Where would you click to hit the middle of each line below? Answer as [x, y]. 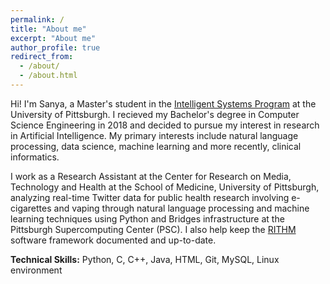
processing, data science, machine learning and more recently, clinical [156, 146]
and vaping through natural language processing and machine [181, 208]
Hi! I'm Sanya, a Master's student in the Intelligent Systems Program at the [163, 103]
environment [36, 270]
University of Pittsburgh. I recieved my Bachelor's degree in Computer [155, 114]
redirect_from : [42, 57]
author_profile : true [55, 47]
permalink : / [37, 19]
